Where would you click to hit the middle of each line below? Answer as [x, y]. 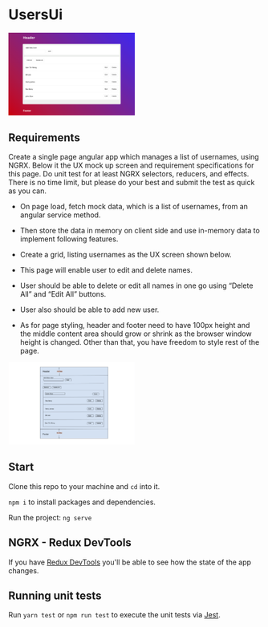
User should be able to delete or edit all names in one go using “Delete [136, 285]
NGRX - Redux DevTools [70, 543]
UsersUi [36, 15]
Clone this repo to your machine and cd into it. [84, 486]
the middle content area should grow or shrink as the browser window [136, 334]
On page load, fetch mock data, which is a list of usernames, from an [134, 207]
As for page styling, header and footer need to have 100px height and [135, 326]
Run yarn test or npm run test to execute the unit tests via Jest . [114, 615]
